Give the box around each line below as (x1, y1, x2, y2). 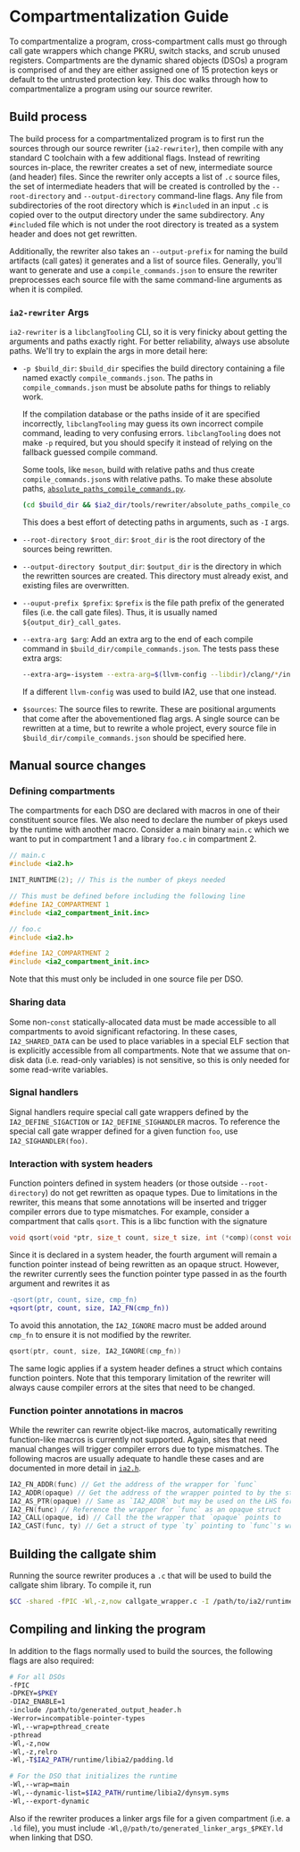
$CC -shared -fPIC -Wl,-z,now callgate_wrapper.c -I (9, 1597, 210, 1606)
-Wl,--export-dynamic (9, 1796, 90, 1805)
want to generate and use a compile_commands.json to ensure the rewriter (9, 264, 279, 275)
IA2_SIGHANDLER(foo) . (9, 1135, 88, 1145)
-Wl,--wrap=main (9, 1780, 70, 1789)
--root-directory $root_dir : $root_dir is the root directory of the (21, 534, 266, 544)
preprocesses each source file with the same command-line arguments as (9, 274, 283, 285)
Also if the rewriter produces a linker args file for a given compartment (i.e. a (9, 1813, 291, 1823)
